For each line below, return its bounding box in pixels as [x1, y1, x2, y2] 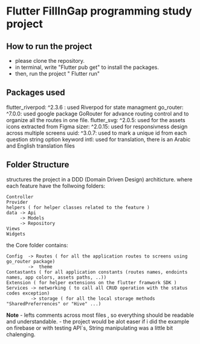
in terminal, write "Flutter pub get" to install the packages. [15, 63, 159, 71]
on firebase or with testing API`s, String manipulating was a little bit [6, 324, 173, 331]
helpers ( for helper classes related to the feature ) [6, 204, 150, 210]
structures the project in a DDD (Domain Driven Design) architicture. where [6, 175, 193, 183]
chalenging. [6, 331, 36, 338]
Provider [6, 199, 28, 205]
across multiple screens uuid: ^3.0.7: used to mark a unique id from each [6, 129, 187, 137]
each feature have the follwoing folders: [6, 182, 106, 189]
